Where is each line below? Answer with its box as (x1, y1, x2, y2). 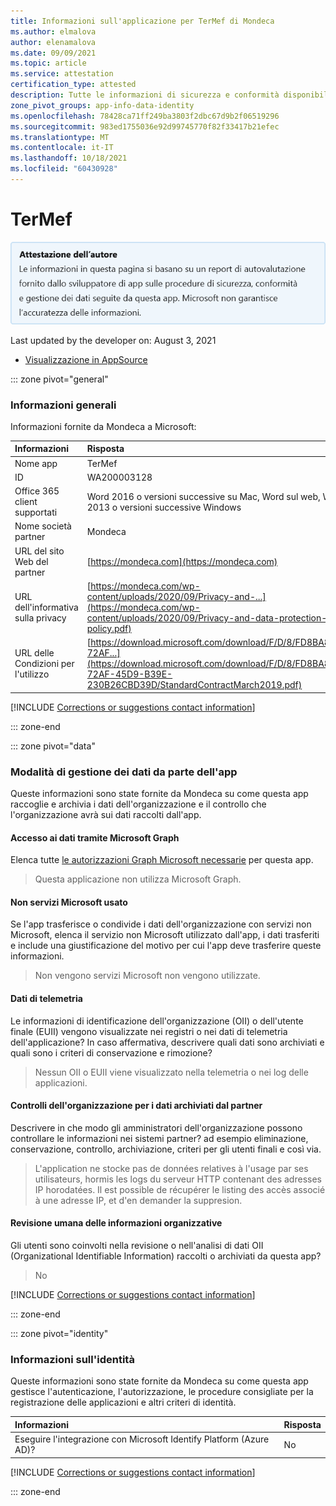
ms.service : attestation (10, 69, 114, 79)
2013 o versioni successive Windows (86, 501, 242, 513)
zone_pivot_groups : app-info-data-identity (10, 100, 195, 110)
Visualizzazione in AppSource (24, 353, 148, 365)
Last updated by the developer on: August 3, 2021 (10, 334, 217, 346)
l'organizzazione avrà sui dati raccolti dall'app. (10, 808, 202, 820)
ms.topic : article (10, 58, 87, 69)
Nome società (14, 520, 72, 532)
